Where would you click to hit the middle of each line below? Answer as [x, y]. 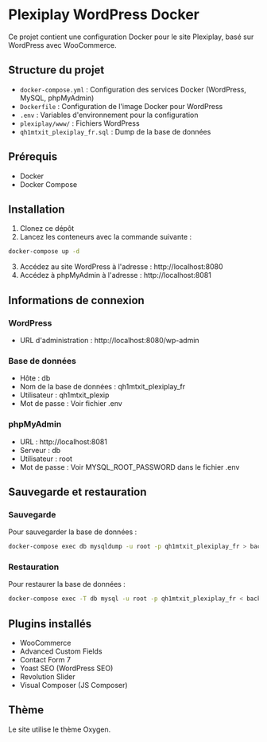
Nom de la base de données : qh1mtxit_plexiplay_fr [103, 387]
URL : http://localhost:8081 [63, 441]
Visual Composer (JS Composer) [74, 685]
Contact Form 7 [45, 660]
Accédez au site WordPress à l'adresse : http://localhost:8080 [121, 267]
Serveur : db [40, 450]
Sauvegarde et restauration [77, 492]
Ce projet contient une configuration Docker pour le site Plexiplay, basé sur [131, 37]
